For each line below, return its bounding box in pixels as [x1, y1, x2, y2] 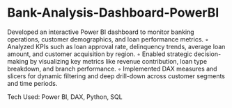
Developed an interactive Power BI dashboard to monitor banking [7, 28, 194, 36]
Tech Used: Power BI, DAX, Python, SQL [7, 92, 123, 101]
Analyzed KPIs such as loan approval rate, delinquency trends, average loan [7, 42, 226, 51]
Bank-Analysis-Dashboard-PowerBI [7, 5, 219, 21]
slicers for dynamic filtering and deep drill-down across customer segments [7, 71, 225, 80]
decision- [194, 50, 222, 58]
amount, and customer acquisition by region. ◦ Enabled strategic [7, 50, 193, 58]
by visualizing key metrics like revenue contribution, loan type [29, 57, 208, 65]
